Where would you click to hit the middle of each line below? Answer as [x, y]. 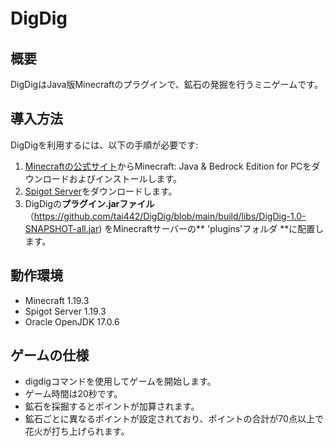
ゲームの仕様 [50, 355]
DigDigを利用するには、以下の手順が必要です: [104, 145]
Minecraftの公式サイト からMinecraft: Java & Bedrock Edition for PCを [168, 166]
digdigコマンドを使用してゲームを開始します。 [120, 381]
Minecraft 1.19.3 [57, 300]
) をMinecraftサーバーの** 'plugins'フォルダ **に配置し [211, 228]
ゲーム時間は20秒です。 [73, 394]
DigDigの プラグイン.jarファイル [89, 203]
